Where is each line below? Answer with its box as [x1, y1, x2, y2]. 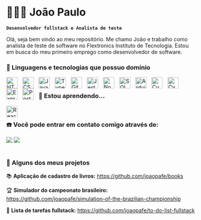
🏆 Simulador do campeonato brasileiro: [6, 187, 108, 194]
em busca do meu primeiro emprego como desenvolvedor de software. [6, 48, 182, 56]
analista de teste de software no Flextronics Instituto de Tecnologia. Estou [6, 42, 189, 49]
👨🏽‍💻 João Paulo [6, 5, 86, 19]
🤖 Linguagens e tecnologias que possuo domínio [6, 63, 151, 71]
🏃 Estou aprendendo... [38, 92, 105, 100]
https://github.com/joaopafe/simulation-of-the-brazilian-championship [6, 195, 181, 203]
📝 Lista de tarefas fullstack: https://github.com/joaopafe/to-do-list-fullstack [6, 207, 195, 214]
